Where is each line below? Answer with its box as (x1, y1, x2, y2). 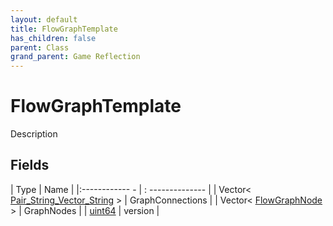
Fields (10, 157, 50, 174)
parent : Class (10, 42, 70, 53)
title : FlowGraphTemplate (10, 24, 118, 34)
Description (10, 128, 58, 140)
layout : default (10, 14, 78, 25)
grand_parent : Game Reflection (10, 52, 141, 62)
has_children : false (10, 33, 97, 43)
